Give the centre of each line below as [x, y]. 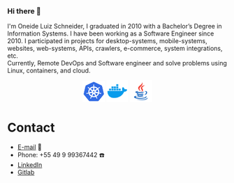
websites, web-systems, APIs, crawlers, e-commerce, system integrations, [115, 49]
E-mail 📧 [29, 147]
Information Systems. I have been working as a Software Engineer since [111, 33]
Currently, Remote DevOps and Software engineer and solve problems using [117, 63]
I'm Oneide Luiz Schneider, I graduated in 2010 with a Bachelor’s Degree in [115, 26]
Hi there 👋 [24, 11]
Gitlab [26, 173]
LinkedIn [30, 165]
